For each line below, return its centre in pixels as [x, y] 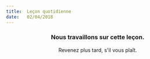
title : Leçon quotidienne [39, 11]
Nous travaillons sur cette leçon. [98, 37]
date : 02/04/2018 [30, 17]
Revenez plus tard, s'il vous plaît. [98, 50]
